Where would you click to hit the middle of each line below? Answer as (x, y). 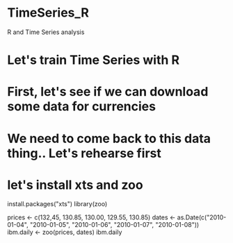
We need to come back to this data (109, 139)
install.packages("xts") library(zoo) (57, 204)
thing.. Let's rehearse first (85, 153)
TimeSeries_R (48, 13)
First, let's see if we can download (108, 92)
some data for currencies (82, 107)
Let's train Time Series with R (93, 60)
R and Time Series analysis (46, 32)
